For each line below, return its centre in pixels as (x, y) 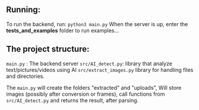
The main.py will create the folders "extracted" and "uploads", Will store (94, 87)
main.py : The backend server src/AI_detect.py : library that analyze (89, 63)
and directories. (26, 76)
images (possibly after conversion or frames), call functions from (86, 94)
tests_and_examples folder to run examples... (63, 30)
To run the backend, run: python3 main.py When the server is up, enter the (97, 24)
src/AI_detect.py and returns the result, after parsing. (72, 100)
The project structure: (48, 49)
